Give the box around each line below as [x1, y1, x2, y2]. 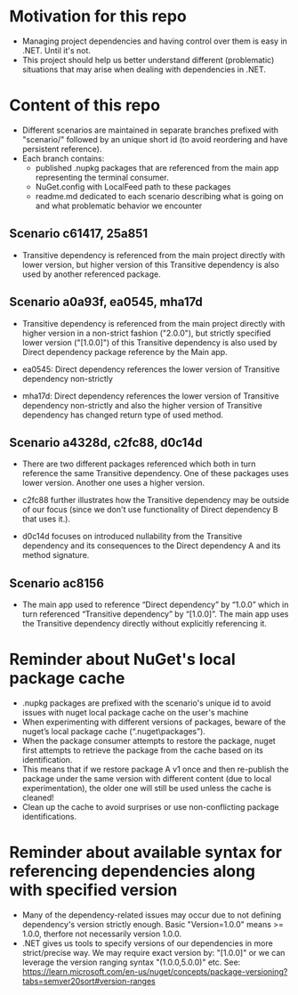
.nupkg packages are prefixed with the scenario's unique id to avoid [21, 698, 271, 708]
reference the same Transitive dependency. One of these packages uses [21, 468, 289, 479]
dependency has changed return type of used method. [21, 409, 224, 420]
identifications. [21, 812, 77, 822]
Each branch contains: [21, 153, 105, 164]
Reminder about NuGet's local [9, 650, 236, 669]
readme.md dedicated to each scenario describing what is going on [35, 190, 284, 201]
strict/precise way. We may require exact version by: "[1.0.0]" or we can [21, 948, 286, 958]
